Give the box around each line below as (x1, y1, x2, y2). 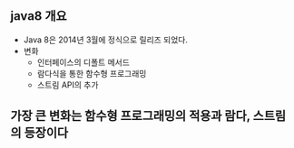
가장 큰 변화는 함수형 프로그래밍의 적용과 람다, (10, 108, 250, 124)
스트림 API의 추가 (36, 79, 99, 90)
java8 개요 (10, 8, 67, 24)
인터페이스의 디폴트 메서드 (36, 57, 131, 68)
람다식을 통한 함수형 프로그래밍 (36, 68, 147, 79)
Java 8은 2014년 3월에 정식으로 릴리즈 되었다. (23, 34, 189, 45)
